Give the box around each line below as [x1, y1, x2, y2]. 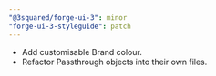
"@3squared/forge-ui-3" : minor [8, 13, 128, 23]
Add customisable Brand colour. [21, 46, 142, 57]
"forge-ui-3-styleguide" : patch [8, 22, 131, 31]
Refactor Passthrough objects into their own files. [21, 56, 208, 67]
